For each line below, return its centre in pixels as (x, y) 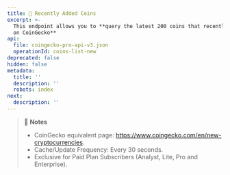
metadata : (21, 70)
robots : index (33, 90)
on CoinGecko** (35, 32)
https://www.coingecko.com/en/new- (168, 135)
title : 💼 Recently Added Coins (52, 13)
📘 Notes (36, 122)
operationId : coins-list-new (55, 52)
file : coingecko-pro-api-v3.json (61, 45)
